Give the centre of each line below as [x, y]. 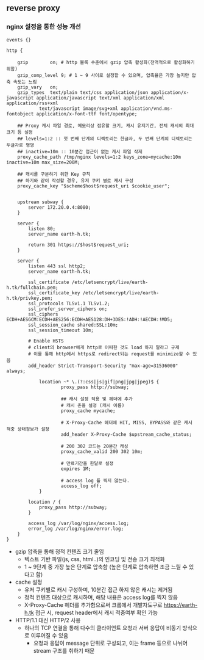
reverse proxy [33, 8]
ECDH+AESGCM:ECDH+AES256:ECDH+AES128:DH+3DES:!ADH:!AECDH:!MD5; [90, 319]
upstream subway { [40, 202]
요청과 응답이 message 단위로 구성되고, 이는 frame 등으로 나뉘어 [110, 643]
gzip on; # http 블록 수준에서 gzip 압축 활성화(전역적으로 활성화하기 [106, 62]
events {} [19, 40]
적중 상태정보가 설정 [28, 429]
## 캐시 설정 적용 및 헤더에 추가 [97, 399]
